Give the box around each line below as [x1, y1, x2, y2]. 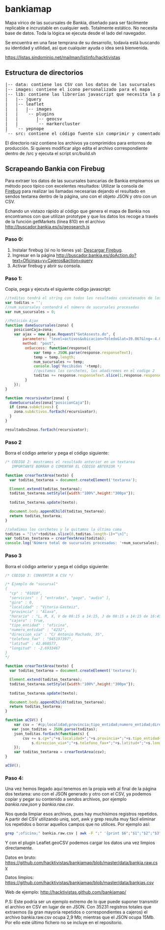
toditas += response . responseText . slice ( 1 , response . [33, 373, 144, 378]
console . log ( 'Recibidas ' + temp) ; [33, 364, 102, 369]
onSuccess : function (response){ [25, 345, 91, 351]
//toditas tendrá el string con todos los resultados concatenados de [5, 296, 153, 301]
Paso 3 [5, 552, 22, 559]
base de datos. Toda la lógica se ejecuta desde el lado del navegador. [5, 30, 146, 36]
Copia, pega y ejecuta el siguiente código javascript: [5, 286, 111, 292]
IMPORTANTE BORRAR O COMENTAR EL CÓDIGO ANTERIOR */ [11, 464, 122, 469]
